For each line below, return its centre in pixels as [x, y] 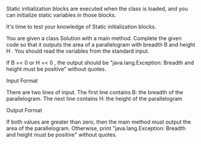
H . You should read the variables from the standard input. [78, 51]
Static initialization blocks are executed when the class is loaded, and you [97, 9]
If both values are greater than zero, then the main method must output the [99, 122]
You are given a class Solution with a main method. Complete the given [94, 38]
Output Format [24, 110]
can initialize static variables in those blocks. [61, 15]
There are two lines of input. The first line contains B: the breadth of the [95, 92]
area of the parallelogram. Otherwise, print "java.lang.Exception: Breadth [96, 128]
